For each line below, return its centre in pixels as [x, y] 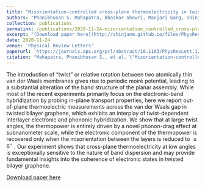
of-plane [17, 106]
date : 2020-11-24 [28, 40]
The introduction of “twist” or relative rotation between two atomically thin [99, 74]
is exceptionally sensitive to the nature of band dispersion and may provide [101, 153]
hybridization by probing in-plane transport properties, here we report [94, 100]
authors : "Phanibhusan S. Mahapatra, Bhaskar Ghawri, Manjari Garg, [95, 18]
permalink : [20, 29]
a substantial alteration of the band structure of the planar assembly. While [100, 87]
